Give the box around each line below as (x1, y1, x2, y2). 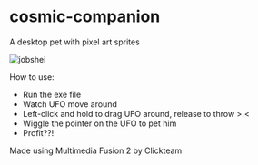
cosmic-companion (9, 6, 161, 27)
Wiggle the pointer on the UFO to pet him (22, 118, 177, 129)
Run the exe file (22, 89, 82, 100)
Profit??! (22, 127, 55, 138)
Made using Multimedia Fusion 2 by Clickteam (9, 145, 183, 156)
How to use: (9, 71, 55, 82)
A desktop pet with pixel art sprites (9, 36, 141, 47)
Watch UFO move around (22, 98, 118, 110)
